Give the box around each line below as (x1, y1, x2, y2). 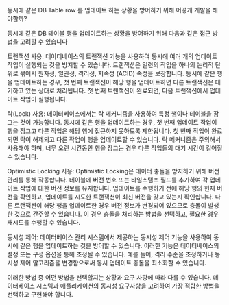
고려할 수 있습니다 (19, 38, 68, 46)
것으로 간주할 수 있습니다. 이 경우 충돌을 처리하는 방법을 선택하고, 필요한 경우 (14, 210, 219, 218)
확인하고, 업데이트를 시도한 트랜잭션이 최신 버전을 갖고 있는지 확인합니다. (19, 193, 214, 201)
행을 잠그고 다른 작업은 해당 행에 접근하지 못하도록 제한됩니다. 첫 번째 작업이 (7, 127, 210, 135)
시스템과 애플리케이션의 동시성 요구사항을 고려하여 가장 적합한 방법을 (36, 282, 220, 290)
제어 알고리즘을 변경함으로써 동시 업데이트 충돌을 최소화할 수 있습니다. (19, 259, 207, 267)
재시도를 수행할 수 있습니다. (7, 219, 81, 226)
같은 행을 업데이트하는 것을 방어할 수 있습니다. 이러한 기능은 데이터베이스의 (19, 242, 219, 249)
